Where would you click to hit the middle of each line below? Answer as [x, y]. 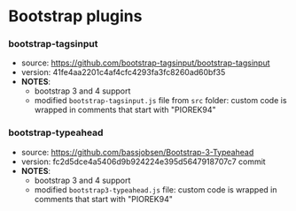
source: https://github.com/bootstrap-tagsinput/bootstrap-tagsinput [146, 63]
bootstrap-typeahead [56, 132]
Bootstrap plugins [75, 16]
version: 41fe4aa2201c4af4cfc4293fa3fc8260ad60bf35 [123, 72]
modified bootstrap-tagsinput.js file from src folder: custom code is [160, 101]
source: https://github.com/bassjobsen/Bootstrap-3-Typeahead [137, 152]
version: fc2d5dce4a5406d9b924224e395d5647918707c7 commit [144, 162]
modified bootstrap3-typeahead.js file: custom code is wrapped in [156, 189]
